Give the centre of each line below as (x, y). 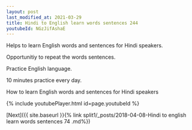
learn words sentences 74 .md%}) (48, 122)
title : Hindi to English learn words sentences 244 (72, 23)
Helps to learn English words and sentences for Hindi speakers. (85, 46)
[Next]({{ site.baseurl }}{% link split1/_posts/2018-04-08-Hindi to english (96, 115)
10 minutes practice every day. (44, 80)
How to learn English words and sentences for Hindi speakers (82, 92)
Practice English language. (39, 69)
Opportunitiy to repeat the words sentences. (61, 57)
